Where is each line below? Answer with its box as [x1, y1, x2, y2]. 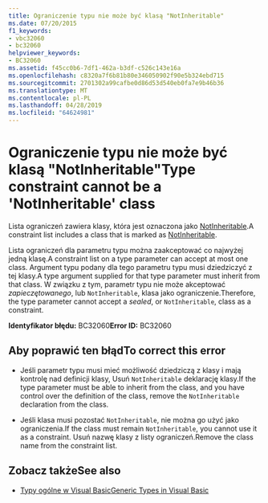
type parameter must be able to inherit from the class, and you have [19, 382, 245, 392]
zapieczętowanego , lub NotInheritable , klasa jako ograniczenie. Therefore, [8, 288, 256, 297]
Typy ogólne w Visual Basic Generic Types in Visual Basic [19, 485, 209, 495]
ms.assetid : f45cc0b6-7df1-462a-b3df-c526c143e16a [8, 64, 181, 72]
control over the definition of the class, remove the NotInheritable [19, 391, 240, 400]
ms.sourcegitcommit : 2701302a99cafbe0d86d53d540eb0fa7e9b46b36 [8, 79, 225, 87]
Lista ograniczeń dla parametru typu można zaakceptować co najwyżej [8, 245, 243, 255]
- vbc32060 [8, 34, 45, 43]
